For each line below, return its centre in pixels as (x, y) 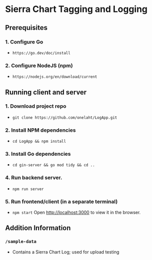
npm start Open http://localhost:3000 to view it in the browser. (76, 213)
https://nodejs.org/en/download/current (55, 77)
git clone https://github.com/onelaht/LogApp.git (65, 118)
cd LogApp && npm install (39, 141)
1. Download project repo (36, 106)
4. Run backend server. (34, 178)
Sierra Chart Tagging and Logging (76, 9)
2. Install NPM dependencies (40, 130)
